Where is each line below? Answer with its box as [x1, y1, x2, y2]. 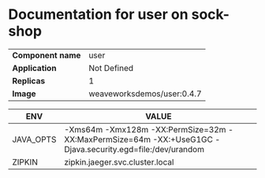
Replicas [12, 75, 46, 86]
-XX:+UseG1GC [152, 134, 213, 145]
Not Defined [88, 62, 134, 73]
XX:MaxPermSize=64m [64, 134, 151, 145]
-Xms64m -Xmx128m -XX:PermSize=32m [64, 124, 226, 135]
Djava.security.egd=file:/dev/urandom [64, 143, 205, 154]
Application [12, 62, 57, 73]
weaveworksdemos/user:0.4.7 [88, 88, 203, 99]
